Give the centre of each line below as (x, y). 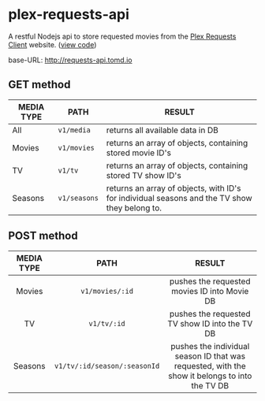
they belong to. (134, 208)
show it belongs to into (210, 376)
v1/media (74, 130)
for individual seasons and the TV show (179, 198)
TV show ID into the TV (210, 323)
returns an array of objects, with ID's (174, 188)
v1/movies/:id (107, 291)
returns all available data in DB (162, 130)
